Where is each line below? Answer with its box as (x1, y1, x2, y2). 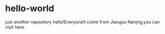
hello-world (5, 3, 55, 14)
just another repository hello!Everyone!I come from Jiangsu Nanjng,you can (5, 19, 160, 25)
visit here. (5, 24, 26, 30)
